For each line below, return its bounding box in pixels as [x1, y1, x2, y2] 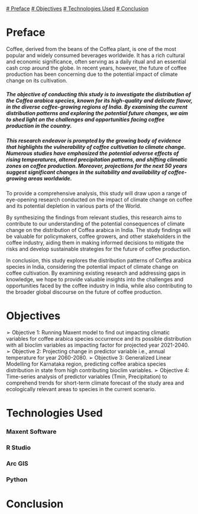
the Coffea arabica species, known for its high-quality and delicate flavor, [6, 97, 193, 104]
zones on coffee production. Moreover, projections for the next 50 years [6, 162, 187, 169]
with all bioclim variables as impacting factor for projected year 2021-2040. [6, 341, 189, 349]
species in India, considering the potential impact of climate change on [6, 264, 178, 271]
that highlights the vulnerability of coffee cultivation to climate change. [6, 143, 186, 150]
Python [6, 475, 28, 484]
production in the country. [6, 122, 72, 129]
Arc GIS [6, 459, 28, 468]
